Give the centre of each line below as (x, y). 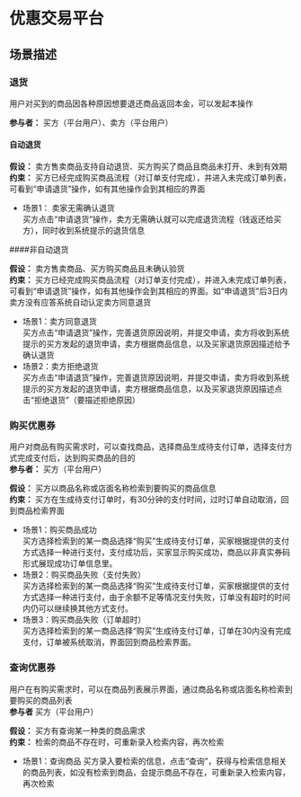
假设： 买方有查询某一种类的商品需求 (77, 731)
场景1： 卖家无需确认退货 (68, 208)
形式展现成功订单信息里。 (70, 563)
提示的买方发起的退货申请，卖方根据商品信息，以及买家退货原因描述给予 (156, 344)
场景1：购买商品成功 (59, 530)
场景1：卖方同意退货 (59, 322)
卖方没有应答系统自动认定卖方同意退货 (80, 303)
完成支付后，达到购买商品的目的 (76, 458)
